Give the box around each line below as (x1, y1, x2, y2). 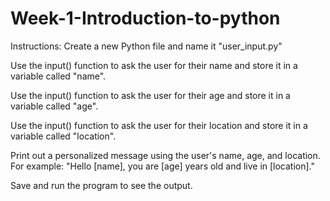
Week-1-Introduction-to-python (10, 7, 281, 30)
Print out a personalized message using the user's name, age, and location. (10, 149, 321, 161)
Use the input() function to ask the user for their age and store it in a (10, 89, 291, 101)
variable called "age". (10, 100, 99, 112)
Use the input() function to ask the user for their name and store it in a (10, 59, 298, 71)
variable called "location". (10, 130, 117, 142)
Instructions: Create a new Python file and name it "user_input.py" (10, 40, 283, 52)
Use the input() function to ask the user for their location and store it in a (10, 119, 308, 131)
